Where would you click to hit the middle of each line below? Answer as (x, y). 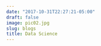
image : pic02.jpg (28, 23)
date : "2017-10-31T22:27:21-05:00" (51, 12)
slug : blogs (21, 28)
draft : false (23, 17)
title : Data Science (32, 34)
